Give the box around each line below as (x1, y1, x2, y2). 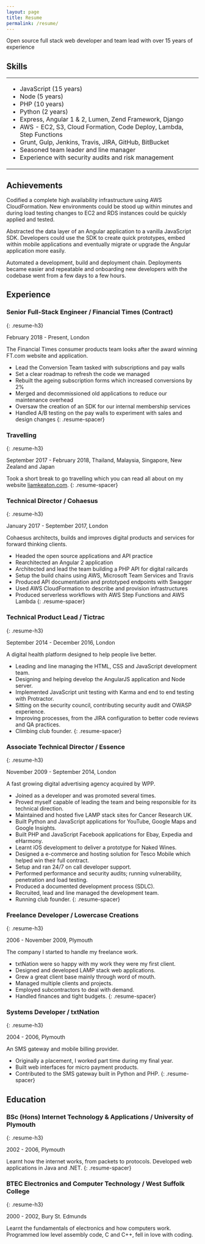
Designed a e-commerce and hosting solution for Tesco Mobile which (15, 850, 191, 858)
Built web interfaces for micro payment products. (15, 1063, 139, 1071)
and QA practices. (15, 721, 61, 728)
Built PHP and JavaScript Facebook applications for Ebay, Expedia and (15, 831, 193, 838)
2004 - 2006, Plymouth (6, 1033, 66, 1041)
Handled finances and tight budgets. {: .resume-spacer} (15, 993, 157, 1000)
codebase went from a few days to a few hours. (6, 272, 126, 279)
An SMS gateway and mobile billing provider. (6, 1045, 119, 1053)
